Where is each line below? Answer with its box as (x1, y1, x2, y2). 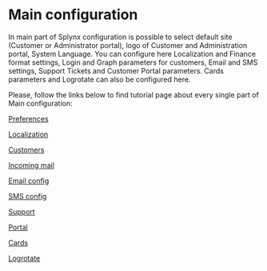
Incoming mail (8, 160, 54, 169)
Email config (8, 176, 50, 185)
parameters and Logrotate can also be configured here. (8, 74, 191, 84)
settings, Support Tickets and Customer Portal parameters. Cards (8, 66, 224, 75)
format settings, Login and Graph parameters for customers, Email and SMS (8, 58, 258, 67)
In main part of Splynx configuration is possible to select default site (8, 32, 233, 42)
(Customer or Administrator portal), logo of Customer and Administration (8, 40, 248, 50)
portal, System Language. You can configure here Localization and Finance (8, 49, 257, 58)
